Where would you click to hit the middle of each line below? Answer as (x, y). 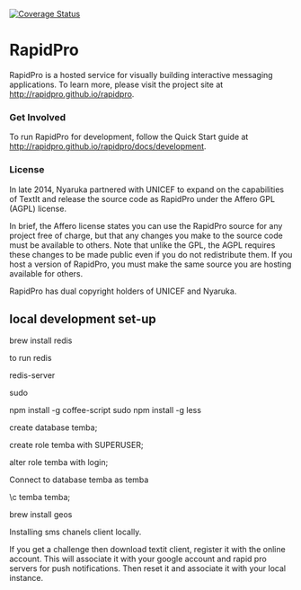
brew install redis (41, 340)
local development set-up (83, 319)
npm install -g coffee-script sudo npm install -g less (106, 410)
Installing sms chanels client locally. (75, 532)
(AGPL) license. (38, 208)
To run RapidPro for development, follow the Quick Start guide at (129, 137)
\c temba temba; (40, 498)
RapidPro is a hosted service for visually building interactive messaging (141, 75)
